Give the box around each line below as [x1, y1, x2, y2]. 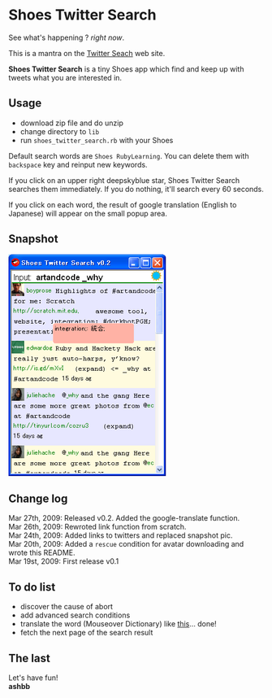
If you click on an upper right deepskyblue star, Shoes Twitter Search [8, 175, 240, 185]
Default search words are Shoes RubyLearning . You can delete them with [8, 151, 249, 160]
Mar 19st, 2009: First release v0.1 [8, 556, 119, 566]
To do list [8, 580, 56, 594]
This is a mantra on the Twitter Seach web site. [8, 48, 166, 58]
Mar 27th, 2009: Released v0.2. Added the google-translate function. [8, 513, 240, 523]
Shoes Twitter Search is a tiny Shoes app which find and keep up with [8, 63, 244, 74]
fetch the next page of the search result [19, 628, 153, 638]
